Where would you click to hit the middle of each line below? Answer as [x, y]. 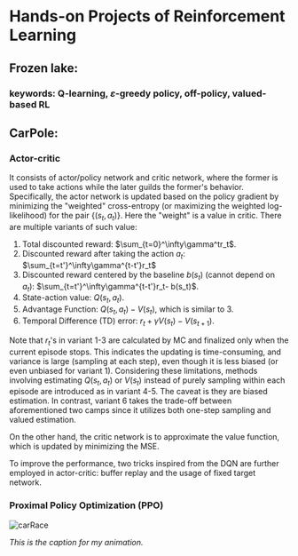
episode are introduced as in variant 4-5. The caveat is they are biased [138, 392]
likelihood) [28, 216]
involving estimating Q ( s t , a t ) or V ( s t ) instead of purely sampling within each [147, 381]
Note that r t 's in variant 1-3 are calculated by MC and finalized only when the [149, 341]
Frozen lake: [43, 68]
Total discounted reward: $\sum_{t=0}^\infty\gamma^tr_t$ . [129, 244]
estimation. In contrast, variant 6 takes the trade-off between [121, 401]
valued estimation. [43, 420]
